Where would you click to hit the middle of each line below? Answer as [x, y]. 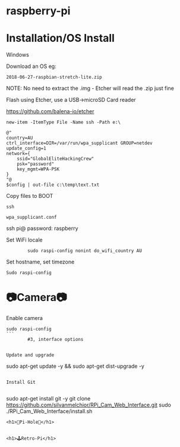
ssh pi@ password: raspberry [42, 228]
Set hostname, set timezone [40, 262]
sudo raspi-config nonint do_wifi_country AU [85, 251]
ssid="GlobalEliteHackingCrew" [56, 159]
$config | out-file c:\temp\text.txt [53, 185]
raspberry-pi [38, 11]
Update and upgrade [30, 355]
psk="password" [36, 164]
